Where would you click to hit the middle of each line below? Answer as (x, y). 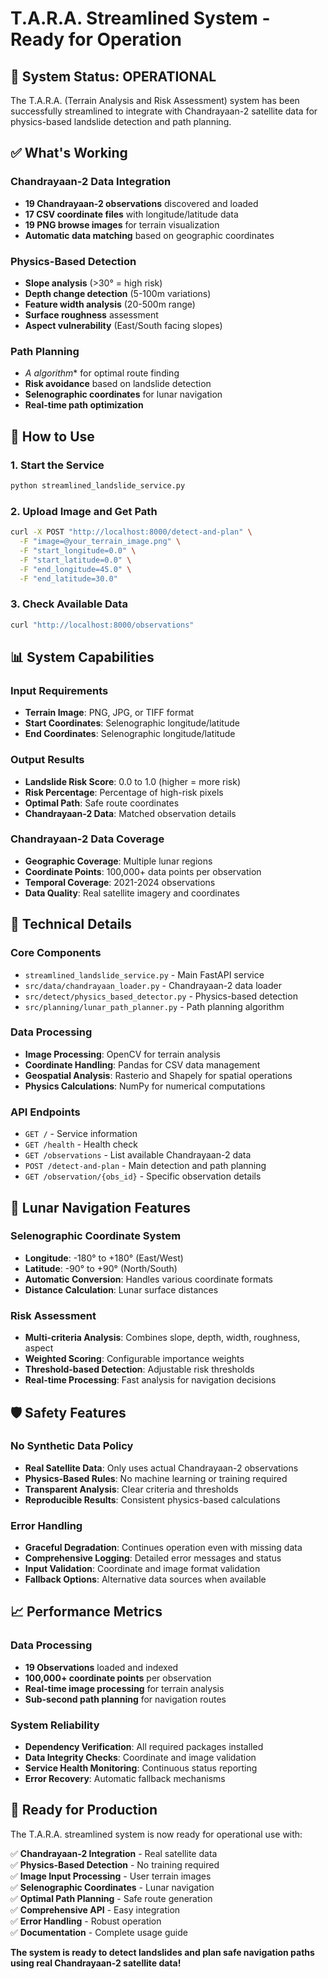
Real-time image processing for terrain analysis (124, 1688)
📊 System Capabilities (82, 657)
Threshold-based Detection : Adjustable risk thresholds (139, 1369)
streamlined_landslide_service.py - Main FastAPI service (144, 974)
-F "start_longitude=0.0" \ (78, 550)
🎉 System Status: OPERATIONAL (113, 76)
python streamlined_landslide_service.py (98, 485)
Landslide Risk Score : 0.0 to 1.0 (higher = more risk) (133, 781)
